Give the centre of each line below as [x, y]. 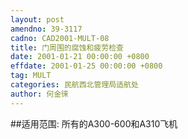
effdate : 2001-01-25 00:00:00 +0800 [86, 66]
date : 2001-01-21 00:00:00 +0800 [80, 57]
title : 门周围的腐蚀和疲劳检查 [67, 47]
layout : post [37, 19]
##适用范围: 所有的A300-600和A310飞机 [94, 123]
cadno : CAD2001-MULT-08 [60, 38]
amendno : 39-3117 [46, 29]
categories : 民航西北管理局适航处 [74, 85]
